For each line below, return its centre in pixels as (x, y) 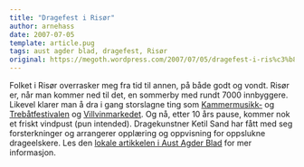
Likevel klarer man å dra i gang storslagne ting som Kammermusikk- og (142, 104)
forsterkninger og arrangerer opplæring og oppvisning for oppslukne (138, 133)
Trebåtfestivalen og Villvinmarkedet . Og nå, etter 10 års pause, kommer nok (150, 114)
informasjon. (33, 153)
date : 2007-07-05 (42, 34)
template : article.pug (52, 43)
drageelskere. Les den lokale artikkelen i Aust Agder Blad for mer (130, 143)
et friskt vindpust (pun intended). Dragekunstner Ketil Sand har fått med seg (151, 124)
